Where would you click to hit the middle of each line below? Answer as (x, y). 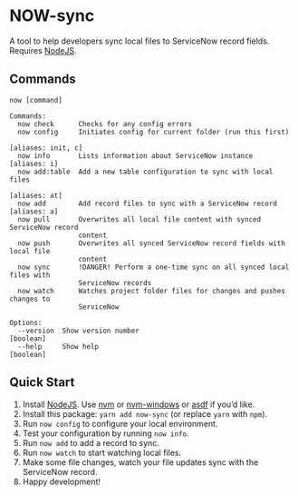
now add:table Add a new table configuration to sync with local (145, 172)
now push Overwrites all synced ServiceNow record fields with (151, 243)
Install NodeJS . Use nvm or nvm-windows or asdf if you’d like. (139, 404)
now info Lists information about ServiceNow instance (135, 155)
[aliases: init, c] (46, 148)
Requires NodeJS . (43, 50)
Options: (26, 322)
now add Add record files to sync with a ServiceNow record (148, 203)
